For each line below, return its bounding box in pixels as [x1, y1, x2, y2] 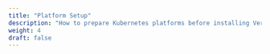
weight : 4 [8, 26, 42, 34]
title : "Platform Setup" [8, 11, 92, 20]
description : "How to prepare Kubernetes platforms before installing [8, 19, 250, 27]
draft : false [8, 33, 52, 42]
